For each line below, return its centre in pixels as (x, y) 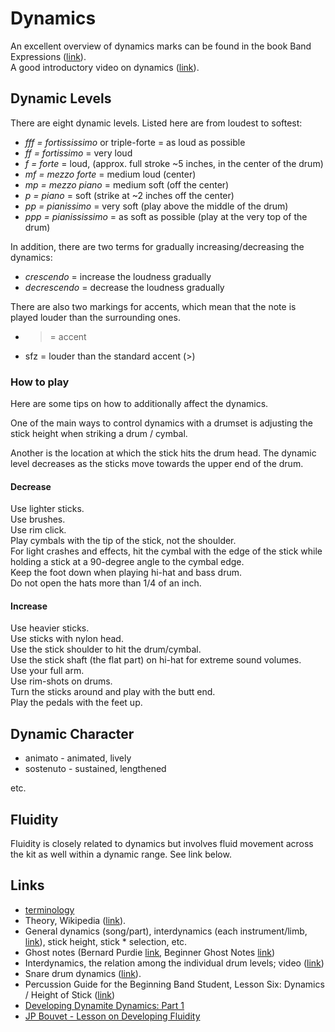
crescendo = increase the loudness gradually (118, 276)
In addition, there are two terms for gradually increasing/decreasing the (157, 246)
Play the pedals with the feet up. (76, 703)
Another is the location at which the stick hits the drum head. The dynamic (163, 453)
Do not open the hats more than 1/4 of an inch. (106, 583)
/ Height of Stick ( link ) (70, 994)
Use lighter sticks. (47, 509)
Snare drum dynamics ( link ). (83, 973)
